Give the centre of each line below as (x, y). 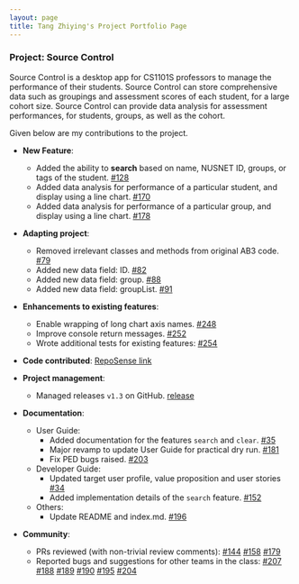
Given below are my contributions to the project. (99, 132)
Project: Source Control (62, 58)
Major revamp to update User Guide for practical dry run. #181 (164, 449)
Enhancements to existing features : (91, 306)
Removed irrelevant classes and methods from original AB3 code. (157, 251)
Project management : (63, 378)
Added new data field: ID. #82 (91, 269)
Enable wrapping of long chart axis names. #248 (126, 324)
